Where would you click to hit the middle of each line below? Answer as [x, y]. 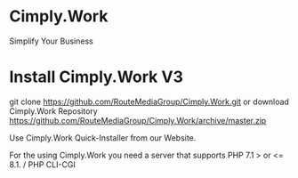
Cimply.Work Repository [53, 111]
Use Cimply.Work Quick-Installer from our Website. [103, 138]
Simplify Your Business [51, 41]
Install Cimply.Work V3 [97, 77]
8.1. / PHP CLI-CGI [42, 164]
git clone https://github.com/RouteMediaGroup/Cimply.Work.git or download [149, 101]
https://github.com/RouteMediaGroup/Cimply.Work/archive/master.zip [138, 120]
